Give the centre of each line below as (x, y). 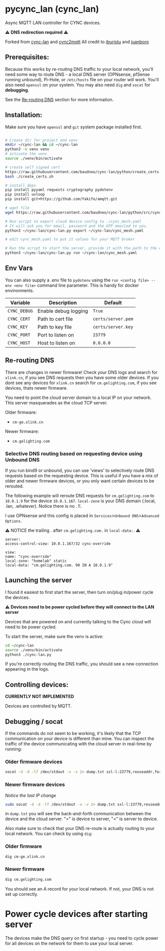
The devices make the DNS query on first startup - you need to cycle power (82, 938)
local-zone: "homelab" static (36, 561)
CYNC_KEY (18, 327)
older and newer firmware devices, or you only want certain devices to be (80, 481)
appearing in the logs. (27, 669)
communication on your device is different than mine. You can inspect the (80, 738)
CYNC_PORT (19, 335)
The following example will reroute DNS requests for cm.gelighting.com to (80, 495)
